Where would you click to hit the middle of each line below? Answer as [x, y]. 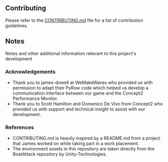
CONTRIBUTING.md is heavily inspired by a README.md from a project [87, 138]
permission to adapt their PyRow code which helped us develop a [80, 87]
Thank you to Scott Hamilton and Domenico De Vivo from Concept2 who [88, 103]
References [20, 127]
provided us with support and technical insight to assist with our [79, 109]
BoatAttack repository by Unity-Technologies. [60, 154]
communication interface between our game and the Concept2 [78, 93]
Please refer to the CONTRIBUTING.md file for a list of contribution [74, 20]
